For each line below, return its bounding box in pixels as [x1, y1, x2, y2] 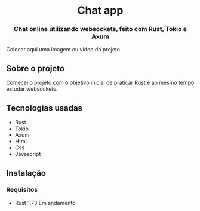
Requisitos [6, 186, 38, 194]
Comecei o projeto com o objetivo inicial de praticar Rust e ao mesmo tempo [6, 79, 195, 87]
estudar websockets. [6, 85, 58, 93]
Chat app [77, 4, 124, 17]
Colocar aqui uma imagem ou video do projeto [6, 46, 121, 53]
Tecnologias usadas [6, 103, 82, 113]
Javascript [14, 151, 41, 158]
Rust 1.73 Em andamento [14, 199, 76, 206]
